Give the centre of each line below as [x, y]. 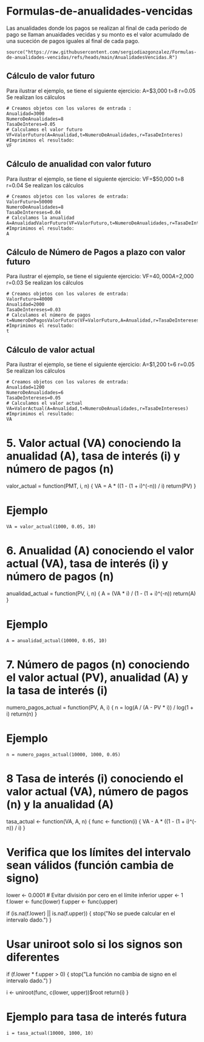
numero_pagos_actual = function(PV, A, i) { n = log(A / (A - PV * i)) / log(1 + [100, 707]
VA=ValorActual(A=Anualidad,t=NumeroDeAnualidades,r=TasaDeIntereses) [97, 409]
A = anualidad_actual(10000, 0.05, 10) [57, 640]
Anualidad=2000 [25, 305]
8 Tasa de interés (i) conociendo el [95, 779]
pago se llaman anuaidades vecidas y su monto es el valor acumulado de [98, 34]
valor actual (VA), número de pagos [97, 792]
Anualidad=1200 [25, 387]
